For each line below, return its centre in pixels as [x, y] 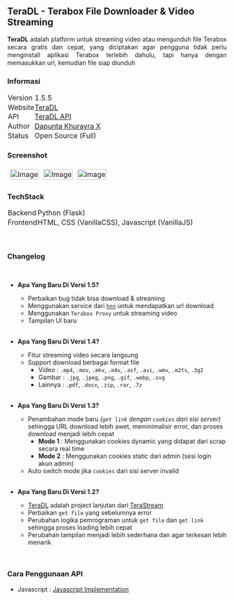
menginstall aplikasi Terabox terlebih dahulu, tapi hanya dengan [117, 55]
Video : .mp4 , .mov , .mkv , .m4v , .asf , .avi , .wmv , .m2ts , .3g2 [121, 370]
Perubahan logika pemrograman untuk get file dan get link [116, 520]
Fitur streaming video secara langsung [83, 355]
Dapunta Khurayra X [68, 126]
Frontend [23, 222]
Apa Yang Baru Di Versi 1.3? [58, 406]
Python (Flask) [61, 213]
